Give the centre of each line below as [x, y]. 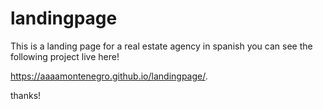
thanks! [26, 95]
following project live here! [65, 56]
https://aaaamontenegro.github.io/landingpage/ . [109, 76]
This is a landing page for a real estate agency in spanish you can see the [161, 46]
